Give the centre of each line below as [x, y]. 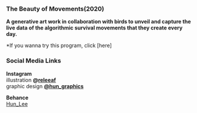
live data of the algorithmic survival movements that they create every [94, 28]
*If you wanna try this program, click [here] [59, 45]
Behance [17, 97]
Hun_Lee [17, 104]
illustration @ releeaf [31, 80]
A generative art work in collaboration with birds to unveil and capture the [98, 22]
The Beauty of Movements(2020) [55, 9]
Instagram [19, 74]
